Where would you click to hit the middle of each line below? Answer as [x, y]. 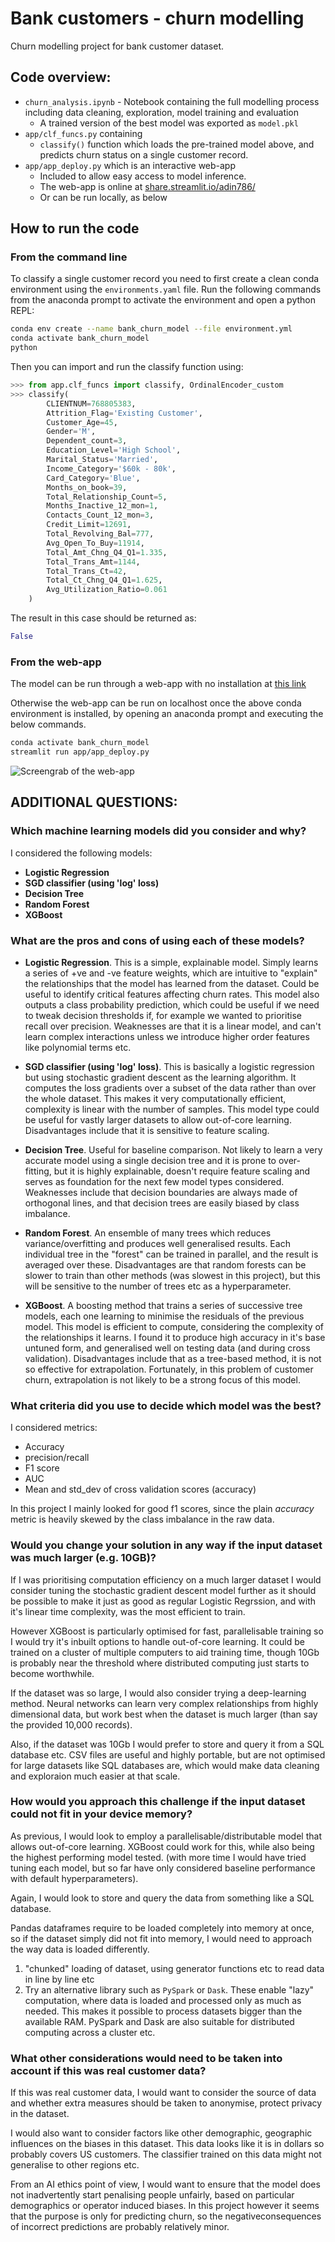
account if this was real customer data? [108, 2070]
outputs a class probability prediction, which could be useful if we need [172, 1004]
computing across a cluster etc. [90, 2032]
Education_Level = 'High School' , [114, 450]
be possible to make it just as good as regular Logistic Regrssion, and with [163, 1601]
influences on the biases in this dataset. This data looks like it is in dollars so [167, 2144]
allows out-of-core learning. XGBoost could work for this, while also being [162, 1846]
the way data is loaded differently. [80, 1949]
